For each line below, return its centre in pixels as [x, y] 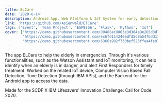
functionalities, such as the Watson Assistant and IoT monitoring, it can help [81, 60]
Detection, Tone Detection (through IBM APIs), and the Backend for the [76, 75]
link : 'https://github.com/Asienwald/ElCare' [52, 23]
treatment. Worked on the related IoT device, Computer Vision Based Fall [78, 70]
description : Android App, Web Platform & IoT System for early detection [82, 18]
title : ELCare [19, 9]
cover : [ [14, 32]
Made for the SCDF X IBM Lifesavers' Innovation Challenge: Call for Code [78, 90]
